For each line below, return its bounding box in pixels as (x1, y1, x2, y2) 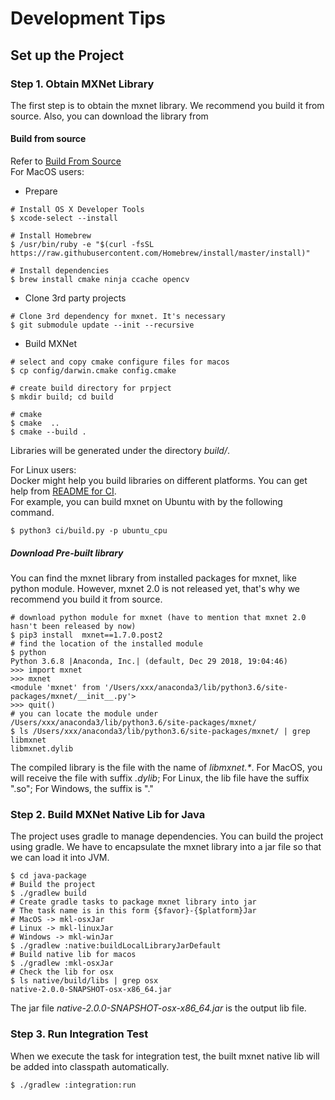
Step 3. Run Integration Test (10, 1027, 149, 1041)
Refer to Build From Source (10, 155, 122, 167)
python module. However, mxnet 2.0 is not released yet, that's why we (10, 583, 301, 595)
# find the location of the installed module (10, 639, 203, 649)
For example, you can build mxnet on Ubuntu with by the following (10, 496, 283, 508)
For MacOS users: (10, 166, 85, 178)
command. (10, 507, 55, 519)
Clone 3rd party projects (24, 292, 127, 304)
